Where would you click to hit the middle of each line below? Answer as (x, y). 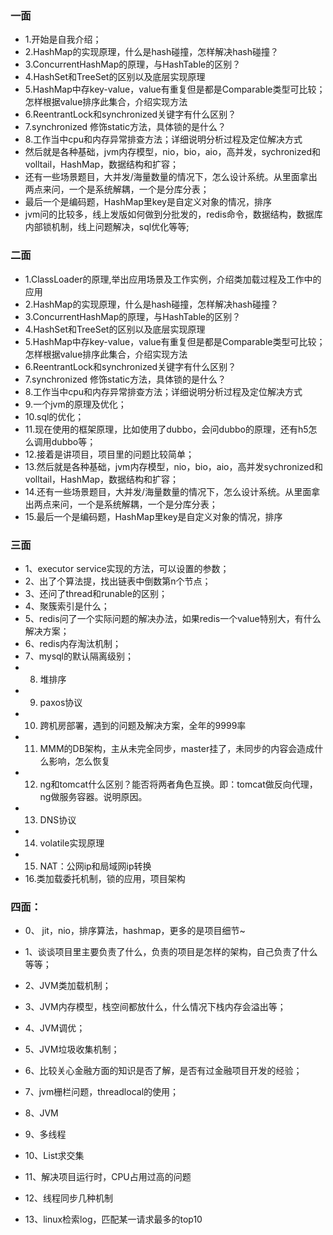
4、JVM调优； (55, 1028)
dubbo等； (74, 441)
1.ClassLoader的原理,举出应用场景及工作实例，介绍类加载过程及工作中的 (173, 279)
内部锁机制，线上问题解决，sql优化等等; (107, 227)
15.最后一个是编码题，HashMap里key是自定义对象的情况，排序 (153, 516)
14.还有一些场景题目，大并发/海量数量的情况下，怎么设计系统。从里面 (168, 491)
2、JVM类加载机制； (68, 986)
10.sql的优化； (54, 416)
